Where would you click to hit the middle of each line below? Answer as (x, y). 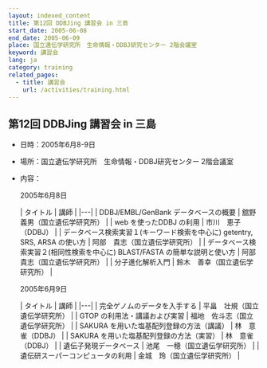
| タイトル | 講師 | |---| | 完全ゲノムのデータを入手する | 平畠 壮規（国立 (139, 306)
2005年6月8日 (43, 195)
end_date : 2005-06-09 (44, 38)
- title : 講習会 (41, 82)
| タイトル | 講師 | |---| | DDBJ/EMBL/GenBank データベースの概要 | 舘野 (138, 213)
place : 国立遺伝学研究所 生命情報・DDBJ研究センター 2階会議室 (103, 45)
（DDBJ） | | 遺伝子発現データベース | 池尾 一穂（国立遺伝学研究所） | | (139, 346)
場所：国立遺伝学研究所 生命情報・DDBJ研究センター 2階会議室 (126, 162)
